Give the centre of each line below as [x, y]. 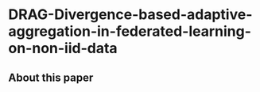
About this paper [51, 77]
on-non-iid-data [63, 48]
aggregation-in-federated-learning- [130, 31]
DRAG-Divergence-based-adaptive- [130, 15]
